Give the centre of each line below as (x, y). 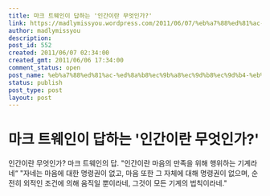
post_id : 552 (30, 46)
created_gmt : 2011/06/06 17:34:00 (66, 61)
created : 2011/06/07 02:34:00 (59, 53)
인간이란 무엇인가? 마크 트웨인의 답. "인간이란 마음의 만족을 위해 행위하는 (122, 163)
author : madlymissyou (45, 30)
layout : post (30, 98)
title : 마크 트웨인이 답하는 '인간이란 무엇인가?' (80, 16)
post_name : (27, 75)
